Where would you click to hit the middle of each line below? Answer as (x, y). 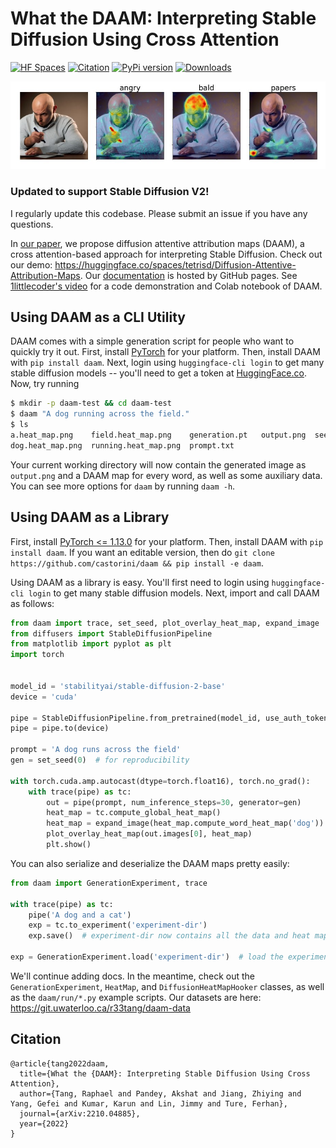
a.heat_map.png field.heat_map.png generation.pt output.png (158, 435)
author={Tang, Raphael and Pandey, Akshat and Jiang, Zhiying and (160, 1093)
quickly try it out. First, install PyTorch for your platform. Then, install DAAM (165, 352)
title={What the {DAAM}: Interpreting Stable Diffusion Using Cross (165, 1073)
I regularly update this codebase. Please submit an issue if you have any (159, 213)
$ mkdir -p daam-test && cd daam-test (91, 403)
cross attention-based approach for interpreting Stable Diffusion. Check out (166, 254)
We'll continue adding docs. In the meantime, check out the (133, 976)
